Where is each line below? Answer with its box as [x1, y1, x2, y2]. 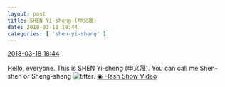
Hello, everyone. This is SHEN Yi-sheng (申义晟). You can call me [7, 64, 199, 73]
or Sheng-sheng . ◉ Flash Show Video [23, 72, 157, 81]
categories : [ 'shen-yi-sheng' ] [7, 30, 107, 37]
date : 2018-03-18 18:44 [7, 23, 78, 30]
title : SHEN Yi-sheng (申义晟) [7, 17, 98, 24]
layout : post [7, 10, 46, 18]
